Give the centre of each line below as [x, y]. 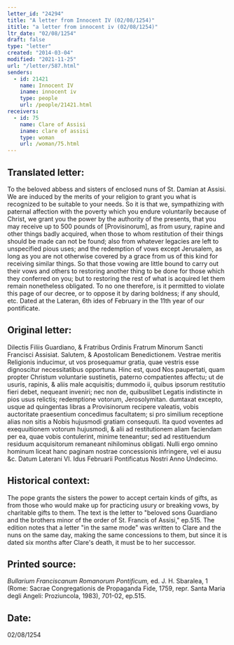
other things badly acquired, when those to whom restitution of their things [115, 234]
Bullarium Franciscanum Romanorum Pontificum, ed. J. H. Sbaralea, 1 [108, 581]
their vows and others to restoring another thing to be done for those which [116, 271]
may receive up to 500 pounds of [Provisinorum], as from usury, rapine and [116, 226]
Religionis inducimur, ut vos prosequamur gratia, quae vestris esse [103, 362]
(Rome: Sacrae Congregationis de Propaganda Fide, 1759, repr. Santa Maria [116, 588]
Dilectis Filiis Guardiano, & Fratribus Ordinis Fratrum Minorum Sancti [105, 347]
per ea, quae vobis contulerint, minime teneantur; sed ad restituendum [109, 436]
